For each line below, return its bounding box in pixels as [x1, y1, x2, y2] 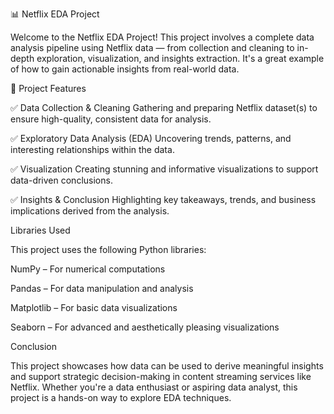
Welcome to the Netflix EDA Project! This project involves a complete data [10, 31, 315, 43]
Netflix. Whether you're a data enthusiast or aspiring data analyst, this [10, 381, 298, 393]
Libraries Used [10, 224, 71, 236]
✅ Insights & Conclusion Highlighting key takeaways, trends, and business [10, 194, 317, 205]
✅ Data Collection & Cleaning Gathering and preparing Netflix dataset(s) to [10, 102, 318, 113]
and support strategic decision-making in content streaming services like [10, 371, 312, 382]
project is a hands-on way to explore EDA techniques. [10, 392, 232, 403]
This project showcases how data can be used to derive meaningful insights [10, 360, 324, 372]
